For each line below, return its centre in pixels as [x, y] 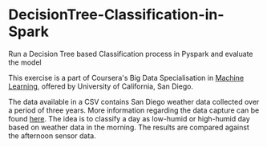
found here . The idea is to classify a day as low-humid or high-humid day [129, 118]
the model [25, 62]
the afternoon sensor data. [52, 135]
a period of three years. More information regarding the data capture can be [134, 110]
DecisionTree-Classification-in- [116, 15]
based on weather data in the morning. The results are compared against [129, 127]
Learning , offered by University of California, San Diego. [101, 86]
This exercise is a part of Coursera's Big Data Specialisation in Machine [126, 77]
